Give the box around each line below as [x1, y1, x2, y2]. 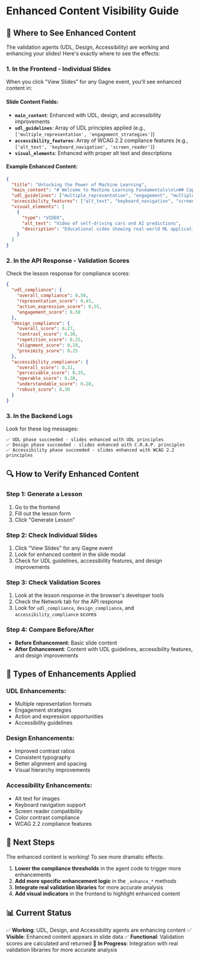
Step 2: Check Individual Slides [6, 531, 98, 539]
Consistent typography [14, 754, 71, 761]
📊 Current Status [6, 908, 72, 918]
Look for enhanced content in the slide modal [14, 551, 126, 558]
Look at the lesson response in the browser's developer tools [14, 592, 164, 599]
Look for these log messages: [6, 425, 79, 432]
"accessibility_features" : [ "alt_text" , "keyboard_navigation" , [11, 198, 174, 205]
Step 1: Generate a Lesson [6, 490, 83, 498]
